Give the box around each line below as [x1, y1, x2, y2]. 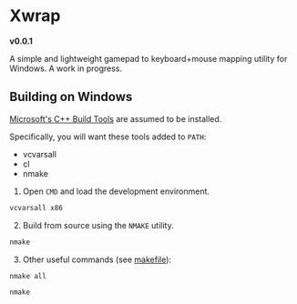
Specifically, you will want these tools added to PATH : [9, 131, 207, 142]
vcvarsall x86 [9, 203, 64, 212]
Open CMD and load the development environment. [22, 186, 210, 197]
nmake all [9, 271, 47, 280]
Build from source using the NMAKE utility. [22, 219, 175, 230]
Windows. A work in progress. [9, 63, 123, 74]
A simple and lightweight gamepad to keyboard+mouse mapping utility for [9, 53, 288, 64]
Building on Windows [9, 89, 133, 105]
